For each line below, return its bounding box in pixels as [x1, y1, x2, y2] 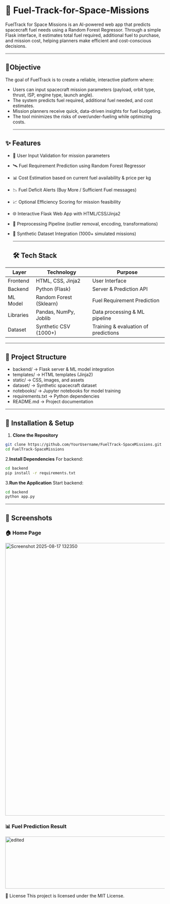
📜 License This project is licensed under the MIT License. [5, 893, 125, 899]
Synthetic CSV [35, 323, 71, 330]
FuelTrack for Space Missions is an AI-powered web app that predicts [5, 21, 151, 27]
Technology [47, 269, 77, 276]
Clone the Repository [12, 432, 58, 438]
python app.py [5, 494, 35, 499]
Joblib [35, 315, 51, 322]
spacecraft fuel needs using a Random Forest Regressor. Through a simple [5, 26, 161, 33]
